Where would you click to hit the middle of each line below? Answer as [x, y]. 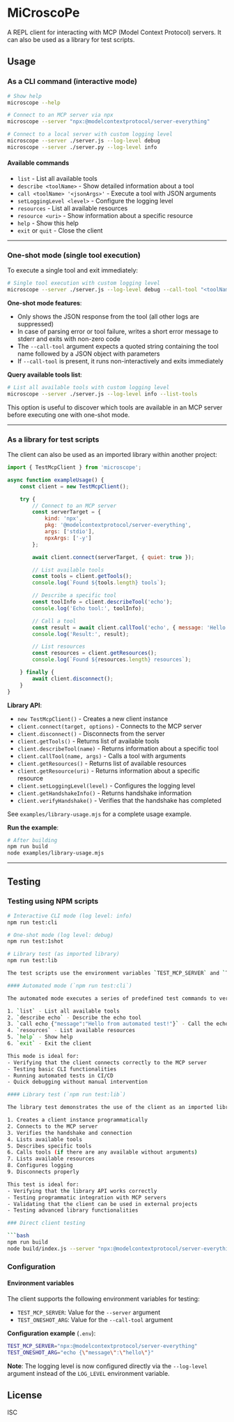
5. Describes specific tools [49, 1146]
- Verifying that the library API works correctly [82, 1191]
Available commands [38, 163]
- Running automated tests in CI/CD [60, 1075]
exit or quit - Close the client [60, 230]
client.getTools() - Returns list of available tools [88, 741]
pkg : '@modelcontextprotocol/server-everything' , [118, 525]
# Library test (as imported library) [63, 954]
